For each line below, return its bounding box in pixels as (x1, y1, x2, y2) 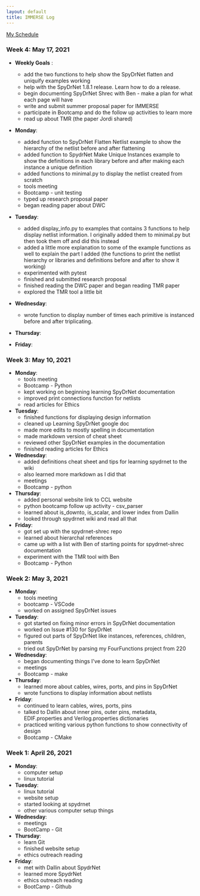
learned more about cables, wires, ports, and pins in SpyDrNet (23, 683, 178, 690)
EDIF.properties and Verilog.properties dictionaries (23, 715, 149, 722)
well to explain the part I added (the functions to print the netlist (23, 250, 180, 257)
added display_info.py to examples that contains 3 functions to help (23, 224, 190, 232)
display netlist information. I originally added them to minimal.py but (23, 231, 190, 238)
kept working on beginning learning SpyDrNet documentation (23, 389, 175, 396)
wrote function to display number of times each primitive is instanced (23, 311, 195, 318)
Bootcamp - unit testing (23, 189, 82, 196)
